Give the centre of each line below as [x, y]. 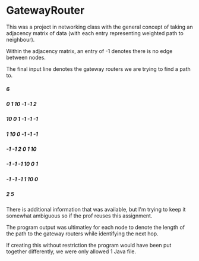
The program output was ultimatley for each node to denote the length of [96, 227]
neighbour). [20, 39]
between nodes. [26, 57]
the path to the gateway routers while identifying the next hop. [82, 234]
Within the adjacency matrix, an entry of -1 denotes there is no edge [89, 51]
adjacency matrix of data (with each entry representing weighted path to [95, 33]
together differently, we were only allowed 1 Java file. [71, 251]
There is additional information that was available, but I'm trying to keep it [96, 209]
